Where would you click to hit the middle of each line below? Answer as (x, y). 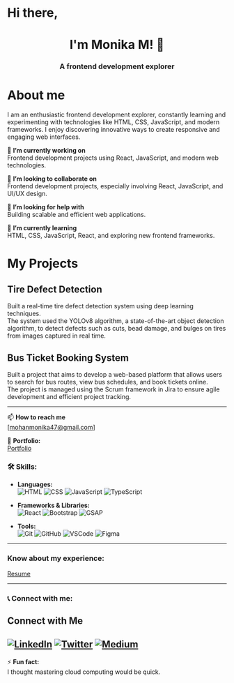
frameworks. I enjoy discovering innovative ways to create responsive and (114, 130)
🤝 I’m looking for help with (46, 207)
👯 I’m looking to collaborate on (52, 179)
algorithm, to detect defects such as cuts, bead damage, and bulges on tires (117, 329)
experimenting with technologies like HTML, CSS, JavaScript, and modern (114, 122)
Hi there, (33, 13)
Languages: (35, 485)
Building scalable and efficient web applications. (77, 215)
